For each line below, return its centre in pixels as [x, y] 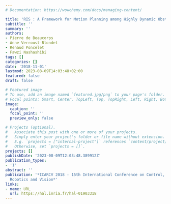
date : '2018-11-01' [26, 67]
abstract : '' [19, 170]
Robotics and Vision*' [34, 179]
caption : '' [23, 109]
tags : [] [15, 57]
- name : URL [18, 189]
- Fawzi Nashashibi [26, 52]
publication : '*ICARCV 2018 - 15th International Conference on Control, [85, 174]
